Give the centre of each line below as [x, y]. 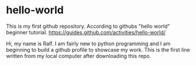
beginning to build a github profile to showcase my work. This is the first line [98, 49]
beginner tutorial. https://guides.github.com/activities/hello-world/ [86, 32]
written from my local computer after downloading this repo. [78, 56]
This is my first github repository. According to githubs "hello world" [88, 26]
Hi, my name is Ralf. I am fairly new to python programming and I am [88, 44]
